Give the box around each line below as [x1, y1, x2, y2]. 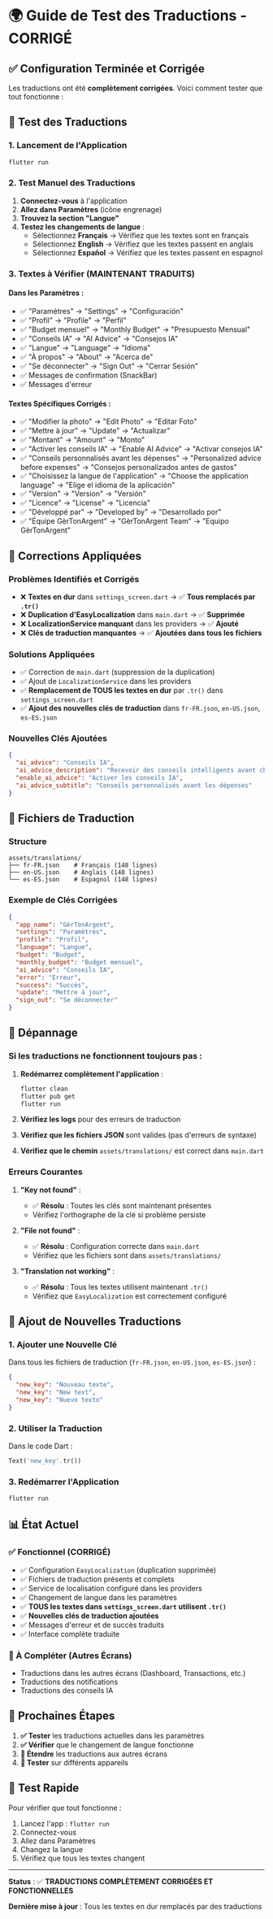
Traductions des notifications [19, 1677, 119, 1687]
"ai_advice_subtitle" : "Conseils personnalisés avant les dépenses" [15, 781, 253, 790]
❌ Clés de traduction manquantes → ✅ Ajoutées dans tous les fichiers [19, 628, 262, 637]
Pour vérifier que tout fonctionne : [8, 1803, 122, 1812]
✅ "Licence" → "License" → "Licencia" [19, 498, 150, 508]
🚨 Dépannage [8, 1026, 79, 1040]
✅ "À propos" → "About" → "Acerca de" [19, 351, 154, 362]
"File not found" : [19, 1225, 80, 1235]
